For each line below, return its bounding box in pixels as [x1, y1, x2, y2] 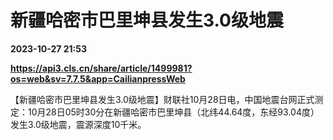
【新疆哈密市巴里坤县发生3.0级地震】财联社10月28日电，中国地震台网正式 [10, 93, 315, 105]
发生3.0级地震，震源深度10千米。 [10, 118, 147, 130]
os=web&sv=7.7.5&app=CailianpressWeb [10, 72, 186, 85]
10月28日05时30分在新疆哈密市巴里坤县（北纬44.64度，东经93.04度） [27, 106, 320, 118]
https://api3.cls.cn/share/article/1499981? [10, 62, 193, 74]
